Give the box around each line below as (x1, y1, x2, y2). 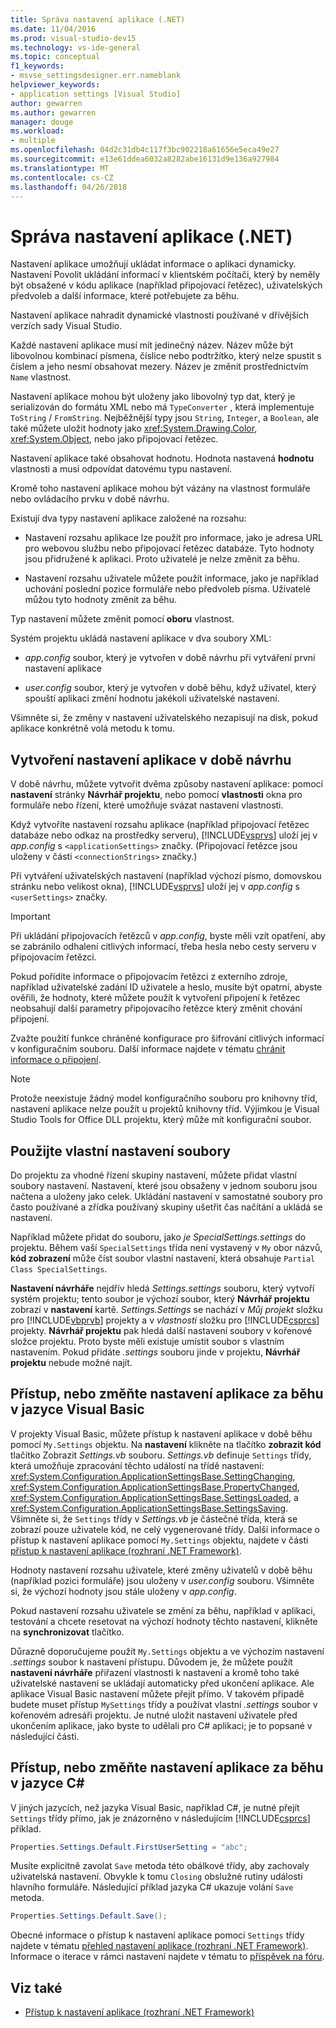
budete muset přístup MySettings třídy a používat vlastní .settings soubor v (10, 1698, 318, 1710)
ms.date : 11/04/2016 (10, 24, 97, 34)
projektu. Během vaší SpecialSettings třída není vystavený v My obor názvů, (10, 1241, 323, 1253)
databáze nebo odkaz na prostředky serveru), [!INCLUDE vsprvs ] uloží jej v (10, 829, 318, 841)
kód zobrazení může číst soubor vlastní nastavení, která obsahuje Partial (10, 1252, 316, 1264)
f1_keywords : (10, 61, 65, 71)
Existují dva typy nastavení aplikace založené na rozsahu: (10, 512, 247, 525)
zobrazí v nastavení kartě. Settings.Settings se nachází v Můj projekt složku (10, 1303, 323, 1315)
